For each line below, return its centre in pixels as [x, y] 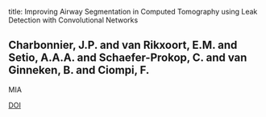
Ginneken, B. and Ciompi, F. [79, 70]
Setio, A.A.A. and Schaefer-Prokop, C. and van [128, 58]
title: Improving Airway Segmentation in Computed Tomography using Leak [133, 12]
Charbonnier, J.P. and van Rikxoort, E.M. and [123, 45]
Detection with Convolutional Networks [73, 20]
